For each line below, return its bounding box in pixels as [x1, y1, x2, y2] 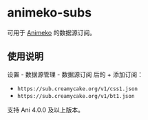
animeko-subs [7, 5, 92, 21]
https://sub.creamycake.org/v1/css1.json [17, 85, 138, 92]
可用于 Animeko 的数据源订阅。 [7, 28, 96, 37]
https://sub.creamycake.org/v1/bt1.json [17, 92, 135, 99]
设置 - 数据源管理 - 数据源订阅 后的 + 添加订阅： [7, 70, 143, 79]
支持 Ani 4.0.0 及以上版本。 [7, 106, 85, 114]
